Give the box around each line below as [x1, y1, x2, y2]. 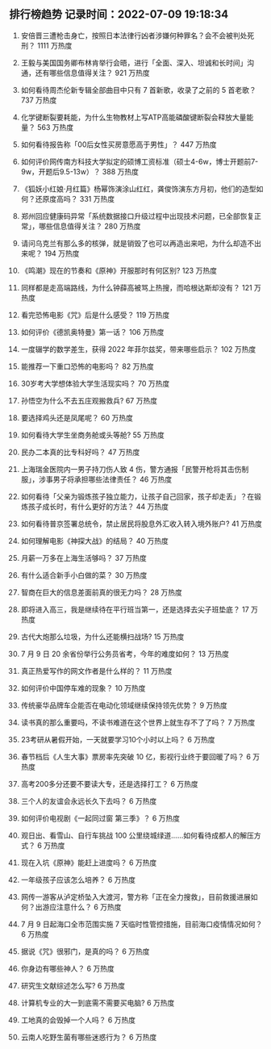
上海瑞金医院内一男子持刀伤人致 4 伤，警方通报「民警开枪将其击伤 [20, 464, 242, 474]
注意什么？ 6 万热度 [56, 902, 122, 912]
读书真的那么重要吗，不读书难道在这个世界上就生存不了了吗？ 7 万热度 [20, 717, 256, 727]
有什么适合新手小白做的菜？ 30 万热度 [20, 570, 148, 579]
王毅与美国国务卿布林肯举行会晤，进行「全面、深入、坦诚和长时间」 [20, 57, 248, 67]
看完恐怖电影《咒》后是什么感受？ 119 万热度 [20, 310, 170, 320]
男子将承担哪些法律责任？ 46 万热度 [52, 474, 173, 484]
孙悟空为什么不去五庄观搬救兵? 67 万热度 [20, 395, 158, 405]
